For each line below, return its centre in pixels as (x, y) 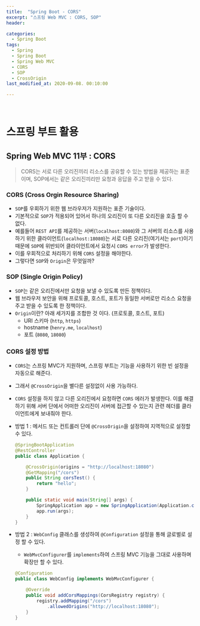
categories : (21, 34)
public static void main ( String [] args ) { (79, 500)
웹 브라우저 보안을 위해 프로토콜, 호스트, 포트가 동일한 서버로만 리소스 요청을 (103, 298)
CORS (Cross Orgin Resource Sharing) (63, 195)
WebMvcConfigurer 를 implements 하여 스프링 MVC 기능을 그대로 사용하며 (107, 555)
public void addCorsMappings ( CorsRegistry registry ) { (96, 595)
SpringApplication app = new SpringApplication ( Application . (114, 505)
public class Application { (50, 456)
